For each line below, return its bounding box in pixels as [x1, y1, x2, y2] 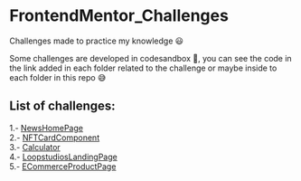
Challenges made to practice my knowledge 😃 [9, 35, 183, 46]
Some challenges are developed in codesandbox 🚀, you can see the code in [9, 52, 292, 63]
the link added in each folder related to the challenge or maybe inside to [9, 62, 277, 73]
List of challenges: [9, 99, 116, 114]
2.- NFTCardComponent [9, 132, 100, 143]
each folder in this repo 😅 [9, 71, 107, 82]
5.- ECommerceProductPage [9, 160, 117, 172]
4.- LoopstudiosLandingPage [9, 151, 118, 162]
